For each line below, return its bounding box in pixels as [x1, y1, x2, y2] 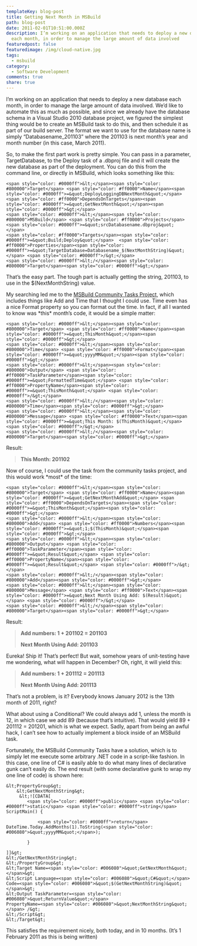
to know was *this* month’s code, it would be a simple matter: [6, 309, 155, 317]
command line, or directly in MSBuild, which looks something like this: [6, 170, 175, 176]
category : [6, 63, 30, 69]
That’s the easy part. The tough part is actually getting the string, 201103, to [6, 274, 189, 280]
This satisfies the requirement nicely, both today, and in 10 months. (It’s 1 [6, 927, 182, 934]
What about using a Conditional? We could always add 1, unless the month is [6, 711, 191, 717]
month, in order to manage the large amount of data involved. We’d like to [6, 102, 184, 109]
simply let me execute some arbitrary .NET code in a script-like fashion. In [6, 753, 185, 760]
